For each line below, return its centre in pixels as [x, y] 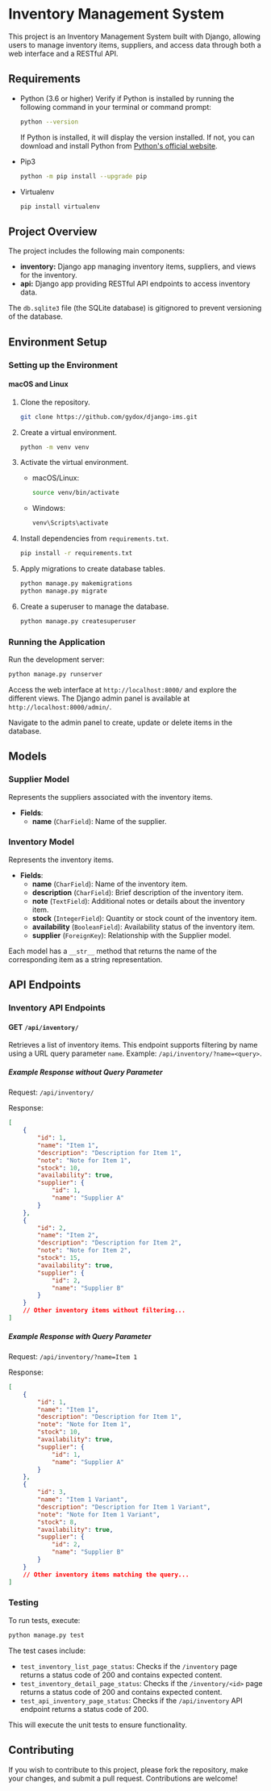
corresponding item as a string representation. [85, 959]
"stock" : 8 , [58, 1522]
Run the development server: [56, 659]
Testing [23, 1603]
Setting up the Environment [63, 365]
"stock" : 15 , [59, 1258]
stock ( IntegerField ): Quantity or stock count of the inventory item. [144, 918]
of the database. [35, 316]
